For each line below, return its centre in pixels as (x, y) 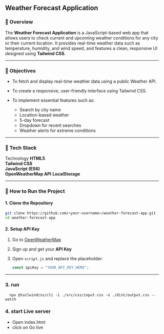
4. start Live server (28, 312)
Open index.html (29, 322)
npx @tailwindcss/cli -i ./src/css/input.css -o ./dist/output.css (80, 295)
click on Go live (28, 327)
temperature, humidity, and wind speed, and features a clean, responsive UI (81, 48)
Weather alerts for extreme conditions (58, 130)
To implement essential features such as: (53, 100)
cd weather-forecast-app (30, 218)
